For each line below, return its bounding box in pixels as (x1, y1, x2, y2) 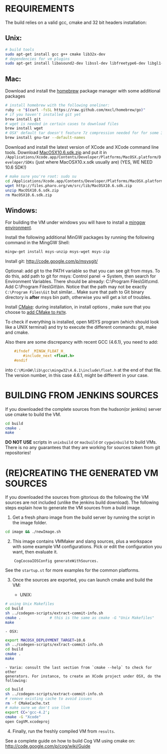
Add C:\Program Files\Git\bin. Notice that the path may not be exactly (5, 284, 147, 290)
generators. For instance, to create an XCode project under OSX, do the (5, 673, 162, 679)
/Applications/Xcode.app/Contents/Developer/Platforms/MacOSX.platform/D (5, 155, 162, 160)
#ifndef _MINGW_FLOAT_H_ (14, 349, 66, 354)
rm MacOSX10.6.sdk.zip (5, 192, 52, 197)
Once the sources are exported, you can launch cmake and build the (12, 577, 153, 583)
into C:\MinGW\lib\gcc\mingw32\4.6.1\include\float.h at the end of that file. (5, 367, 162, 373)
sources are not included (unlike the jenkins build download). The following (5, 499, 159, 505)
